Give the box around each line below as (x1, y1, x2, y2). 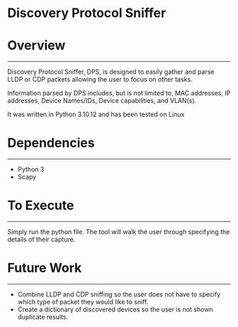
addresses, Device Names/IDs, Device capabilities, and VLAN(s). (7, 96, 197, 105)
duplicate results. (17, 312, 69, 321)
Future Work (7, 260, 82, 276)
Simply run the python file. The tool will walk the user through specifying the (7, 228, 230, 235)
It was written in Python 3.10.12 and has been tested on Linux (7, 110, 185, 118)
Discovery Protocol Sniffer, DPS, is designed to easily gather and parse (7, 67, 215, 76)
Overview (7, 38, 66, 54)
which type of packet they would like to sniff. (17, 297, 149, 306)
